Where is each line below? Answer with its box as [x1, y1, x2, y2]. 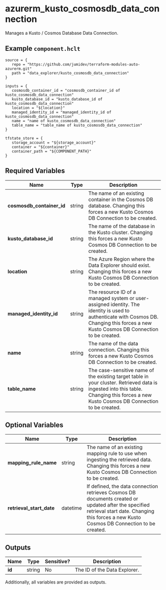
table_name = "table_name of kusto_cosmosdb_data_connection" [11, 123, 142, 128]
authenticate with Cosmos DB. [88, 313, 159, 320]
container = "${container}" [11, 145, 70, 149]
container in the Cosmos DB [88, 196, 153, 203]
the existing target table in [88, 373, 149, 380]
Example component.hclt [5, 44, 81, 53]
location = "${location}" [11, 105, 65, 110]
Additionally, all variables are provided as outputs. [5, 579, 107, 585]
